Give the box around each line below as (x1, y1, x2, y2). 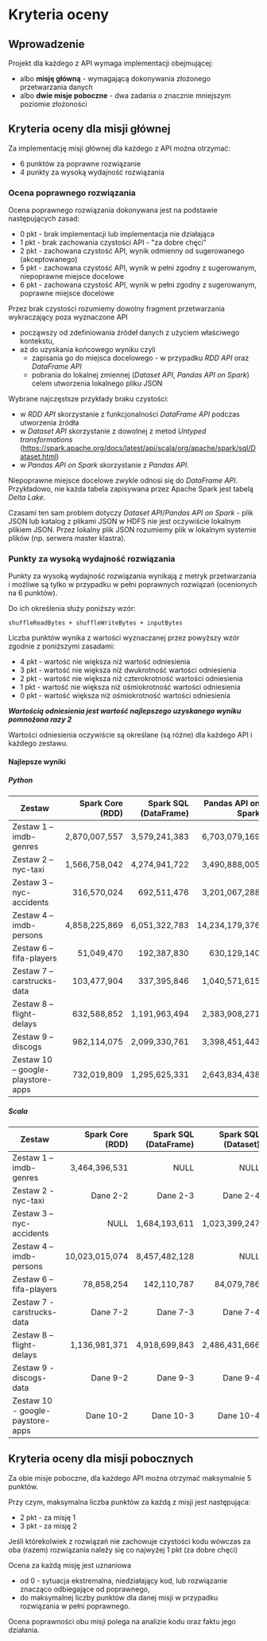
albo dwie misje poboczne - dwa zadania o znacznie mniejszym (19, 91, 231, 100)
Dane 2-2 (91, 1189, 129, 1200)
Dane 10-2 (86, 1410, 129, 1421)
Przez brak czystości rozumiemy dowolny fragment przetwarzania (8, 304, 225, 314)
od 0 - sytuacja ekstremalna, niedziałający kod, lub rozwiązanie (19, 1576, 228, 1585)
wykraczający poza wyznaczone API (8, 312, 129, 322)
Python (8, 775, 33, 785)
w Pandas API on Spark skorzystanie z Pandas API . (19, 460, 189, 470)
